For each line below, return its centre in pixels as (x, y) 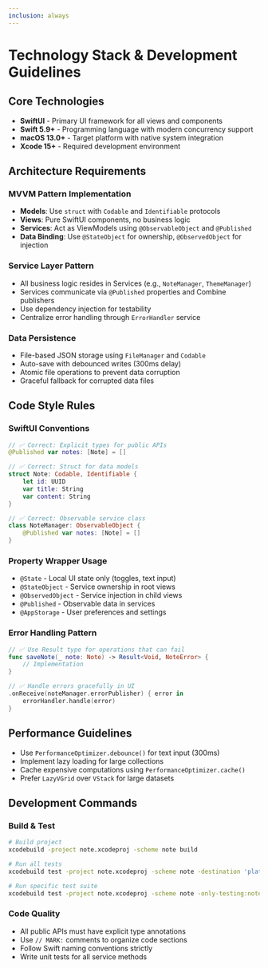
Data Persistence (42, 338)
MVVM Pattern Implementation (70, 194)
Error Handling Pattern (53, 633)
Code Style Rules (52, 406)
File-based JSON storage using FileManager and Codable (112, 355)
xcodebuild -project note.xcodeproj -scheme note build (103, 850)
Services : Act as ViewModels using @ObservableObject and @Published (136, 228)
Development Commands (73, 803)
